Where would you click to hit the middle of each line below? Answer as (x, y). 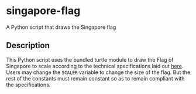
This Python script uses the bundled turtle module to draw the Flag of (90, 59)
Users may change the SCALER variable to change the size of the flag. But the (98, 72)
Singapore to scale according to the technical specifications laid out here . (95, 66)
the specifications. (28, 85)
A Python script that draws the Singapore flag (61, 27)
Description (28, 46)
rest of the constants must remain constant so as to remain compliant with (95, 78)
